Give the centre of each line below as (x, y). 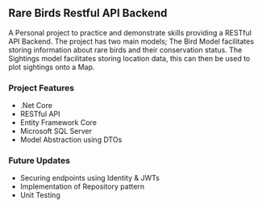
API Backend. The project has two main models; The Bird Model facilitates (131, 41)
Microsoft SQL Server (56, 131)
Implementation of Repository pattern (82, 187)
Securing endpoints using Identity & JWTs (89, 178)
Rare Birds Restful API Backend (88, 13)
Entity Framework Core (58, 123)
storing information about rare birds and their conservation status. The (125, 50)
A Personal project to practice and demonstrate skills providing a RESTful (130, 32)
